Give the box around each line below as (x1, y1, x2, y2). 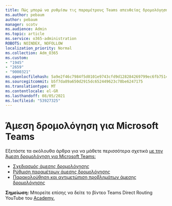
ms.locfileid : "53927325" (5, 98, 60, 103)
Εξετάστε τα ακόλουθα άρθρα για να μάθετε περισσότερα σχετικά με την (5, 148, 163, 154)
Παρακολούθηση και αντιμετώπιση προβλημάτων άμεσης (12, 174, 137, 180)
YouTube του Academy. (5, 195, 55, 201)
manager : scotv (5, 22, 38, 27)
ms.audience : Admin (5, 27, 47, 32)
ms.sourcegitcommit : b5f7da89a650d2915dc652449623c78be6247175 (5, 79, 143, 84)
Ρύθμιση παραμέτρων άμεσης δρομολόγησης (12, 169, 111, 175)
